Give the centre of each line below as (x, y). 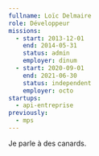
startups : (25, 98)
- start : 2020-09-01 (50, 68)
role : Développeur (39, 23)
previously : (28, 113)
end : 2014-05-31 (50, 46)
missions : (25, 31)
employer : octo (48, 90)
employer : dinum (50, 61)
